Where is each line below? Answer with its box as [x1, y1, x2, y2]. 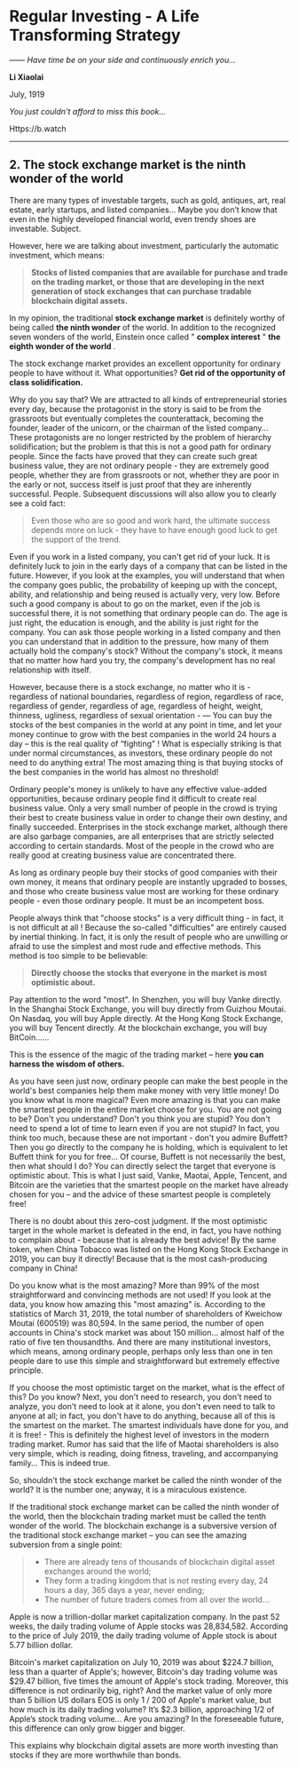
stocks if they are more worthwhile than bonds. [9, 1749, 182, 1760]
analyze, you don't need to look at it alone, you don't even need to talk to [9, 1400, 276, 1411]
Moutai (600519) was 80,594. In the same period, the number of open [9, 1317, 264, 1329]
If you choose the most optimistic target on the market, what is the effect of [9, 1382, 286, 1392]
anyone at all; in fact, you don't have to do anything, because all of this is [9, 1410, 276, 1421]
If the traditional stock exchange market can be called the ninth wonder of [9, 1501, 279, 1511]
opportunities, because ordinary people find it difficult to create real [9, 793, 257, 804]
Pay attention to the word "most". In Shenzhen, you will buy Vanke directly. [9, 994, 282, 1004]
